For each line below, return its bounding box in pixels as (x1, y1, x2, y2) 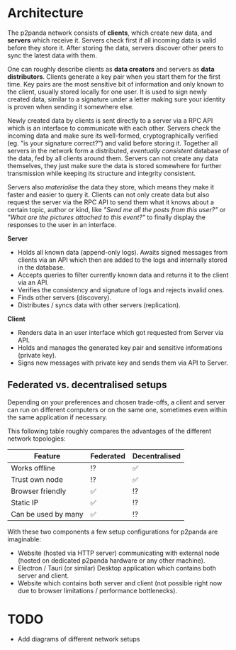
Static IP (11, 497, 39, 507)
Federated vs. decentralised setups (7, 379, 168, 391)
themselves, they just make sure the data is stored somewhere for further (7, 161, 222, 170)
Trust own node (11, 474, 64, 484)
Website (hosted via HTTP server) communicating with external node (17, 549, 220, 557)
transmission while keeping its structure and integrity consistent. (7, 169, 196, 177)
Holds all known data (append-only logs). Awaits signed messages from (17, 248, 228, 256)
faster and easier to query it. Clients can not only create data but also (7, 190, 210, 199)
